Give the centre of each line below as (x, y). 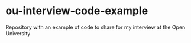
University (18, 33)
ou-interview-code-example (77, 11)
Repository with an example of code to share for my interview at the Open (96, 27)
